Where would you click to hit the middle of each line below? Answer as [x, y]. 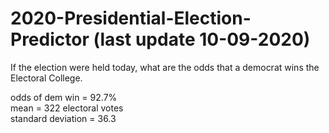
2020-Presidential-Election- [131, 18]
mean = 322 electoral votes [67, 108]
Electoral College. [46, 78]
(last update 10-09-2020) [202, 39]
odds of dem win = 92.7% [64, 97]
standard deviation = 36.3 [63, 118]
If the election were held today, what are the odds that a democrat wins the [165, 67]
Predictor [50, 39]
